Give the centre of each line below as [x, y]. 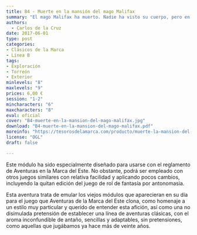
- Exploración [23, 66]
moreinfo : [18, 132]
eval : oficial [23, 115]
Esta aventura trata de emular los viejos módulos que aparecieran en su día [97, 194]
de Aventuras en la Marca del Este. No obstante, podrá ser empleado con [95, 170]
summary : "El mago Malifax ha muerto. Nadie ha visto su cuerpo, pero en [98, 17]
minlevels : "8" [25, 83]
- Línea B [18, 55]
